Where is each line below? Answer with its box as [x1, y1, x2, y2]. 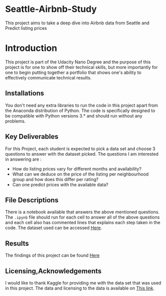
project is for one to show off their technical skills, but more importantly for [5, 64, 158, 70]
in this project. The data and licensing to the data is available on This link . [5, 285, 155, 291]
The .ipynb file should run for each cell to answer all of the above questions [5, 214, 160, 220]
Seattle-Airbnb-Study [5, 3, 97, 15]
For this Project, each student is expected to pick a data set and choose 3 [5, 145, 156, 152]
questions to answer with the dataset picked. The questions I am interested [5, 151, 159, 157]
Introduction [5, 43, 57, 54]
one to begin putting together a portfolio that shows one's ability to [5, 69, 142, 75]
